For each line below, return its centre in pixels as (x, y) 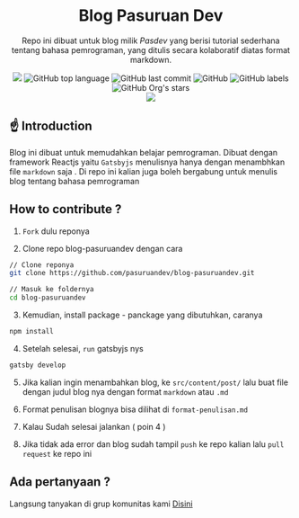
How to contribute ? (66, 209)
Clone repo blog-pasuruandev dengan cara (102, 248)
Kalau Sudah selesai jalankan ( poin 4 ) (94, 426)
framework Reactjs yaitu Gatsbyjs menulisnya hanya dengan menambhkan (147, 162)
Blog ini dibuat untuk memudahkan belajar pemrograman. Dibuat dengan (144, 152)
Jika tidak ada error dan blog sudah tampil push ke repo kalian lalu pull (153, 444)
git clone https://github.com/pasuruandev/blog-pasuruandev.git (132, 273)
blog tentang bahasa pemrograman (75, 181)
